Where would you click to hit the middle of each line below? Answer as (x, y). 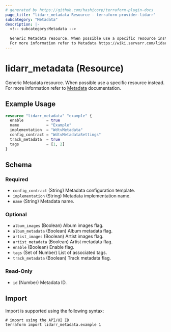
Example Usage (31, 104)
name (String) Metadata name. (44, 201)
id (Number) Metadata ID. (40, 282)
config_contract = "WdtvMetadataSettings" (55, 135)
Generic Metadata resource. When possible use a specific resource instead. (85, 83)
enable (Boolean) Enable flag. (44, 247)
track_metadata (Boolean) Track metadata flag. (62, 258)
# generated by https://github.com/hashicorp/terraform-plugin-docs (79, 10)
